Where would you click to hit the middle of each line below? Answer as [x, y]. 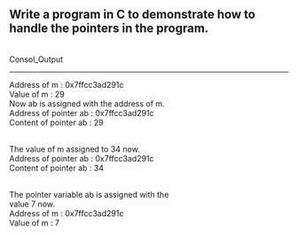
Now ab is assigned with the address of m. [87, 103]
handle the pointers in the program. [109, 29]
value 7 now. [32, 204]
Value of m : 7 [35, 223]
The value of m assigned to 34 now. [74, 149]
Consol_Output [36, 59]
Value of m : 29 [37, 94]
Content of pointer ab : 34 [57, 168]
